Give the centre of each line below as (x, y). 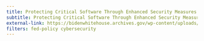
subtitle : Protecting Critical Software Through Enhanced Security (93, 17)
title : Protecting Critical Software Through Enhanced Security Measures (102, 12)
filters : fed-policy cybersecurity (51, 29)
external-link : (25, 23)
